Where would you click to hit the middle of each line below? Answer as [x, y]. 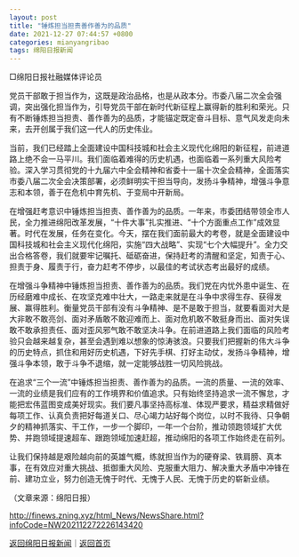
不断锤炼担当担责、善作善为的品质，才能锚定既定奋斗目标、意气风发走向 [149, 118]
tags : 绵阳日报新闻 [41, 51]
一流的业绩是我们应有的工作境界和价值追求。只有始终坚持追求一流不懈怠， [145, 394]
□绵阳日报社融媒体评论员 [56, 77]
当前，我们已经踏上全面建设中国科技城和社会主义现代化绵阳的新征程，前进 [145, 148]
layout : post [33, 17]
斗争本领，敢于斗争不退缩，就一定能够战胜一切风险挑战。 [122, 363]
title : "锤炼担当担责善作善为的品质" [70, 26]
